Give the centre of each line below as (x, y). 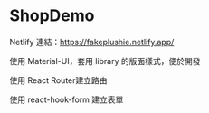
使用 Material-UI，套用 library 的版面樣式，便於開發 (105, 61)
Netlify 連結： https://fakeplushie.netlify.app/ (92, 42)
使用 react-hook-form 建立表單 (66, 99)
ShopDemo (52, 16)
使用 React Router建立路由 (58, 80)
